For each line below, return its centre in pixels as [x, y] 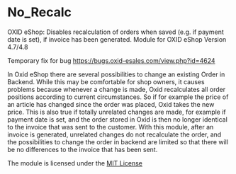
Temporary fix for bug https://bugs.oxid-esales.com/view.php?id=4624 [111, 60]
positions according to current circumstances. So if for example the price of [118, 97]
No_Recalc [40, 12]
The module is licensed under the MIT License [75, 163]
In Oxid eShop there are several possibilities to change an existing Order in [116, 74]
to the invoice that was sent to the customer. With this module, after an [111, 127]
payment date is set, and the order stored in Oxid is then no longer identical [118, 119]
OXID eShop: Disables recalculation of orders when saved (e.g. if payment [116, 32]
